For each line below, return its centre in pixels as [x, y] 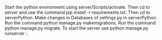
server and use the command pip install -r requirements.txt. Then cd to [78, 12]
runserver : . [16, 33]
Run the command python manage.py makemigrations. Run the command [80, 23]
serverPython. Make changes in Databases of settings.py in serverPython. [81, 18]
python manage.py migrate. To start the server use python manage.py [77, 28]
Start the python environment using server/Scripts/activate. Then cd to [77, 7]
